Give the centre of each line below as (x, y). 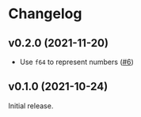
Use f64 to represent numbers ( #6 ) (77, 62)
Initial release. (31, 106)
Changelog (45, 14)
